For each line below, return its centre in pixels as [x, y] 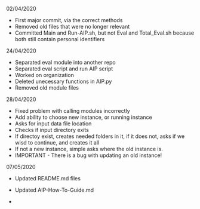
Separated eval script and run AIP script [64, 69]
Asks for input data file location [53, 124]
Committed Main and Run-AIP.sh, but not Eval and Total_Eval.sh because [104, 33]
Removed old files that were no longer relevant [72, 27]
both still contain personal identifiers [60, 39]
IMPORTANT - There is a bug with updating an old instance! [88, 155]
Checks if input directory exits [52, 130]
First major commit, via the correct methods [69, 20]
